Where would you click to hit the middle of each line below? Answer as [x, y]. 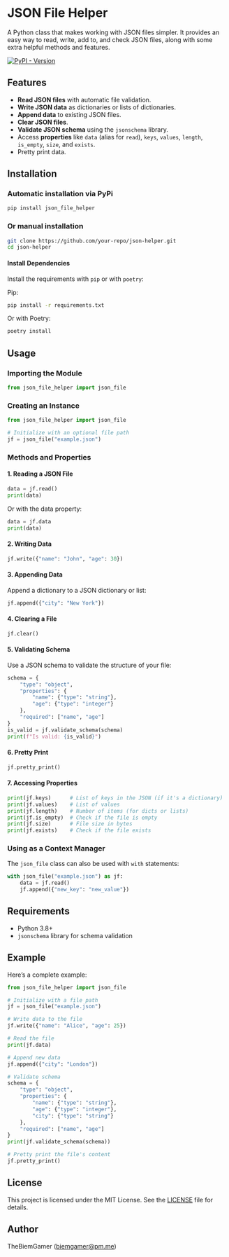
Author [23, 1229]
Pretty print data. [42, 151]
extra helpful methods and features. [59, 47]
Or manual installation [45, 226]
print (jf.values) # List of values [64, 804]
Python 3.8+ [35, 928]
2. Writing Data [30, 544]
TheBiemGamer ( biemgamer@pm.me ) [62, 1246]
